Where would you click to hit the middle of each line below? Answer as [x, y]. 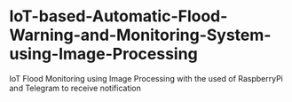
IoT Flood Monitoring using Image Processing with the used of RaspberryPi [146, 78]
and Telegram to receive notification [75, 88]
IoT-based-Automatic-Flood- [118, 16]
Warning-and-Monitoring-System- [140, 35]
